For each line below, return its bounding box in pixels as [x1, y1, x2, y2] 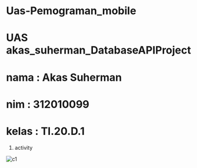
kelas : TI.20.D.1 [6, 124, 85, 138]
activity [14, 144, 33, 151]
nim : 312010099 [6, 97, 90, 111]
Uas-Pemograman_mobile [6, 4, 136, 18]
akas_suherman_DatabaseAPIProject [6, 44, 191, 57]
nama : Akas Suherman [6, 71, 122, 84]
